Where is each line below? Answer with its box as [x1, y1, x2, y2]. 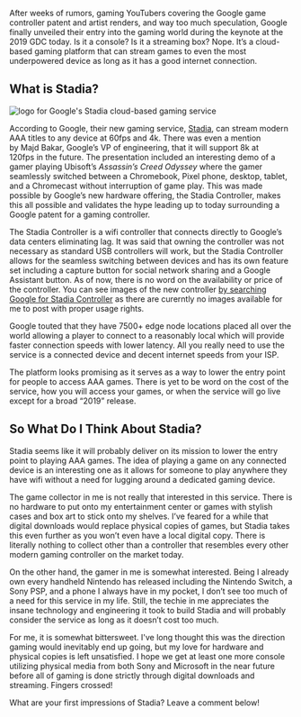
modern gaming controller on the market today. [9, 549, 184, 559]
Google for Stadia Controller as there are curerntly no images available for [9, 293, 283, 304]
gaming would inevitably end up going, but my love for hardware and [9, 641, 264, 652]
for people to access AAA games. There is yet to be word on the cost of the [9, 376, 289, 386]
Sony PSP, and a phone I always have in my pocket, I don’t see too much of [9, 585, 288, 596]
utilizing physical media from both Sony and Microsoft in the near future [9, 660, 276, 671]
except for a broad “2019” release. [9, 395, 137, 406]
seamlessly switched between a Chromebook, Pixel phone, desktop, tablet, [9, 170, 288, 181]
